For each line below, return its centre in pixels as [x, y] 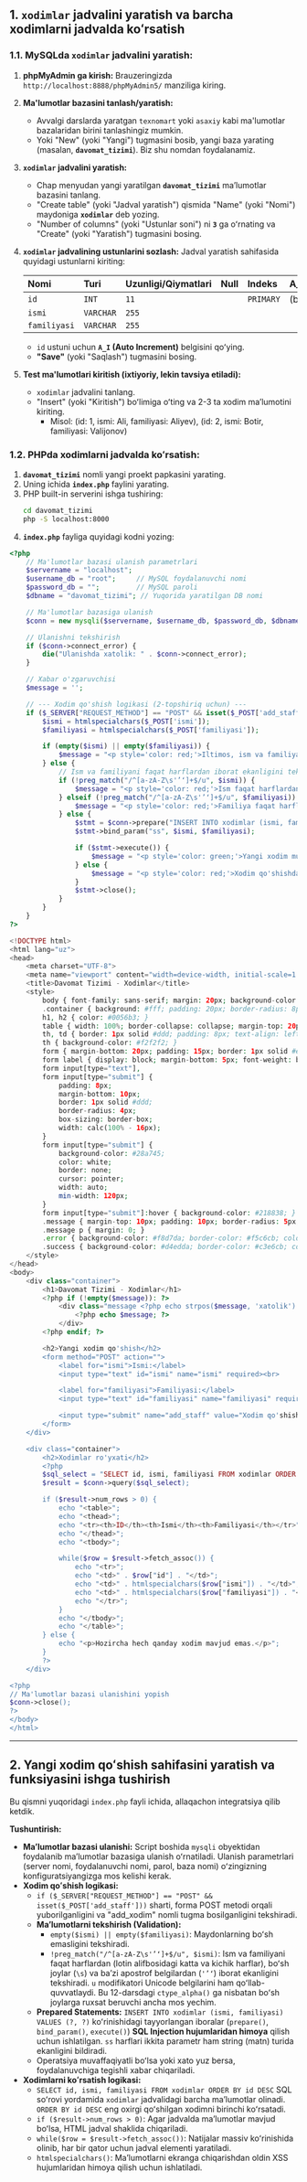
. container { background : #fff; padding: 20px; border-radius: [165, 1009]
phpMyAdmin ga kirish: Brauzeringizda [97, 75]
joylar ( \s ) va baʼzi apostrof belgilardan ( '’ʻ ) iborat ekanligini [164, 1973]
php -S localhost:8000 [66, 519]
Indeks [262, 283]
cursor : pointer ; [91, 1179]
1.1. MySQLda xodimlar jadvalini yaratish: [101, 56]
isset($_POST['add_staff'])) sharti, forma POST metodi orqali [154, 1905]
